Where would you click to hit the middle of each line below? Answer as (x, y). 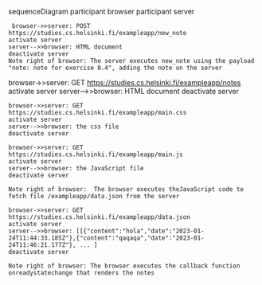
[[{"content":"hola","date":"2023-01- (140, 231)
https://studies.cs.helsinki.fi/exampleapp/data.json (100, 217)
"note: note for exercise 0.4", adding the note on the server (115, 68)
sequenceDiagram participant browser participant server (102, 12)
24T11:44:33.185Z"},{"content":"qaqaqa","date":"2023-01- (106, 238)
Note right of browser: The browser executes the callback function (124, 266)
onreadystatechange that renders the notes (82, 273)
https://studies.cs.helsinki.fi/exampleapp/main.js (96, 154)
